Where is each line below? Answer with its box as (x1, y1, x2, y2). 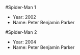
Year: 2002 (12, 14, 37, 20)
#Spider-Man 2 (5, 29, 37, 35)
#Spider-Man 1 (5, 5, 37, 10)
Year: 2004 (12, 39, 37, 45)
